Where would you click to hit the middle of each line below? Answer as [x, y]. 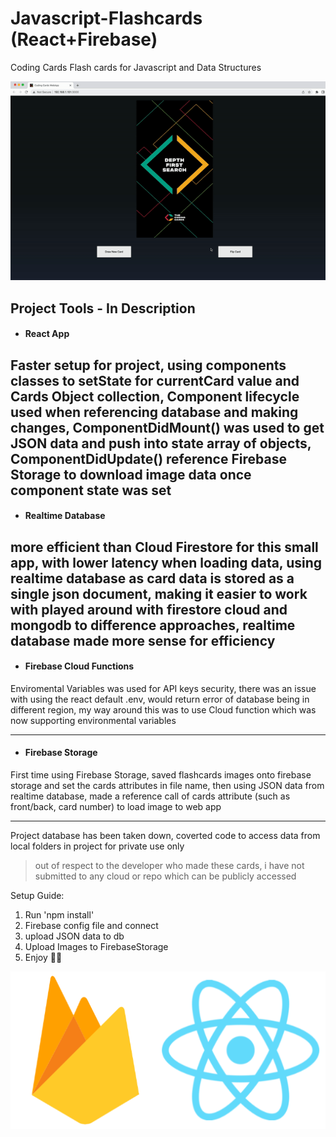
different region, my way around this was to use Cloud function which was [163, 709]
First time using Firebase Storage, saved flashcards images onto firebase [161, 775]
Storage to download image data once [131, 474]
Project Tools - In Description [103, 308]
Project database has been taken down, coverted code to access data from [165, 836]
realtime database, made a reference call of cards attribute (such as [150, 796]
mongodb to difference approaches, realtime [153, 625]
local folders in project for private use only [97, 846]
